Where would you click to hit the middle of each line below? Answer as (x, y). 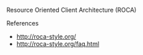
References (23, 23)
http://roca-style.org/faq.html (58, 44)
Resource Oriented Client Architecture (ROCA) (71, 10)
